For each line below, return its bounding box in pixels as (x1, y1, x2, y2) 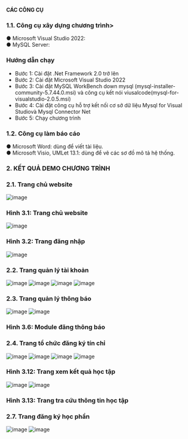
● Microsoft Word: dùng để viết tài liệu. (6, 143, 103, 150)
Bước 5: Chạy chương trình (14, 114, 81, 122)
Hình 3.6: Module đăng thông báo (6, 323, 106, 331)
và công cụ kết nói (77, 89, 124, 96)
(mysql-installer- (134, 82, 176, 90)
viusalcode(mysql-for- (124, 89, 179, 96)
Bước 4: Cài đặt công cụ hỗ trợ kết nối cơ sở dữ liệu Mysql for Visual (14, 101, 183, 108)
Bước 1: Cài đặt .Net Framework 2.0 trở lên (14, 69, 119, 77)
